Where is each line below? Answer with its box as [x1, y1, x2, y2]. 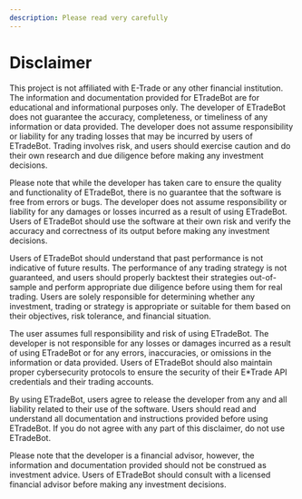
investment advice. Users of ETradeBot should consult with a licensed [9, 469, 271, 480]
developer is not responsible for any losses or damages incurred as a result [9, 338, 292, 348]
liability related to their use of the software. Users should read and [9, 403, 257, 414]
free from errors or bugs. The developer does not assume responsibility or [9, 196, 287, 207]
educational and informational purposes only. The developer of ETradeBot [9, 102, 286, 113]
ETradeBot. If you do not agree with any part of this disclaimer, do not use [9, 423, 286, 434]
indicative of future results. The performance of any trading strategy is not [9, 262, 287, 273]
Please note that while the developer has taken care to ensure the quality [9, 177, 282, 188]
